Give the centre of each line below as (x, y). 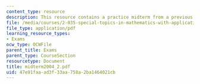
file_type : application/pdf (41, 28)
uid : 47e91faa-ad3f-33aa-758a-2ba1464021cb (61, 72)
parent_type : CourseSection (41, 56)
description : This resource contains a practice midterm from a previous (100, 17)
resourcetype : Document (36, 61)
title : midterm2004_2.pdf (38, 67)
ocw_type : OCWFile (29, 45)
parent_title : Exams (32, 50)
